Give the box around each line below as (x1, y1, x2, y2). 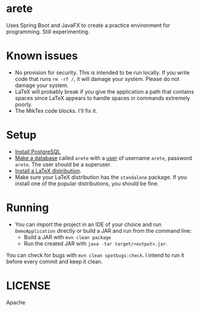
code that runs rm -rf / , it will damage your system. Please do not (14, 75, 180, 82)
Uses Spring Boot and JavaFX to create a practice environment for (6, 22, 171, 29)
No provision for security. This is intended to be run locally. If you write (14, 68, 190, 76)
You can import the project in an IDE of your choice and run (14, 221, 162, 228)
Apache (6, 299, 26, 306)
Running (6, 201, 49, 214)
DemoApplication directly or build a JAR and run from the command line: (14, 227, 192, 234)
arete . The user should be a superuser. (14, 161, 112, 168)
